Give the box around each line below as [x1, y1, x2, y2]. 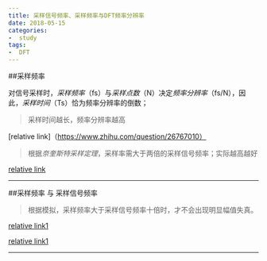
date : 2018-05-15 [8, 19, 66, 27]
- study [8, 33, 37, 42]
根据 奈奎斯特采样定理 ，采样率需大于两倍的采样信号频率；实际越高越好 [27, 148, 258, 158]
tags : [8, 41, 26, 49]
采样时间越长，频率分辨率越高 [27, 115, 126, 124]
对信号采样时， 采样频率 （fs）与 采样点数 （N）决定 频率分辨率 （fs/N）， [8, 88, 239, 98]
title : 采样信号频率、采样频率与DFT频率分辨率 [8, 11, 145, 20]
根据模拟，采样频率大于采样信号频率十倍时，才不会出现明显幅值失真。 [27, 205, 258, 214]
